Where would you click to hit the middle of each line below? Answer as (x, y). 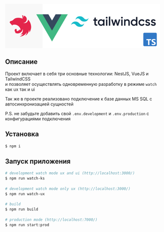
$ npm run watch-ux (25, 194)
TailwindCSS (18, 79)
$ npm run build (22, 209)
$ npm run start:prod (27, 225)
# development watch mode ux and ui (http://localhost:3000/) (70, 173)
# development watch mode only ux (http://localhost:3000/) (68, 189)
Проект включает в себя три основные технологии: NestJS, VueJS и (77, 74)
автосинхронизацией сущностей (39, 104)
